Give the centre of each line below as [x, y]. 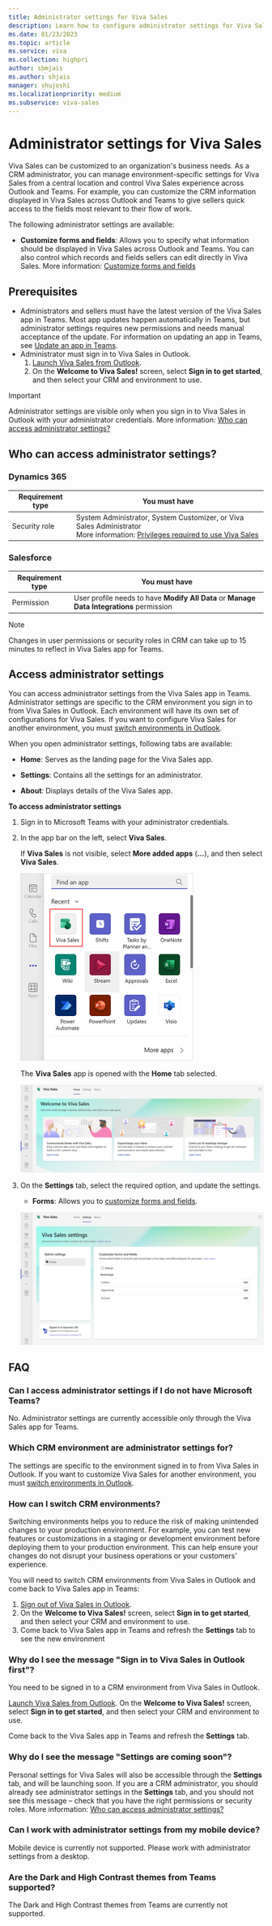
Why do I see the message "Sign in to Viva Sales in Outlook [127, 1660]
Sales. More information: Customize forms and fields [108, 266]
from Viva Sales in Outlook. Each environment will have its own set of [123, 711]
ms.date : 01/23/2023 [43, 34]
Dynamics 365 [38, 477]
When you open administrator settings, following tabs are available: [121, 744]
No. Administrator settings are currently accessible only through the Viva [130, 1418]
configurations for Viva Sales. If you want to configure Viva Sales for [122, 720]
